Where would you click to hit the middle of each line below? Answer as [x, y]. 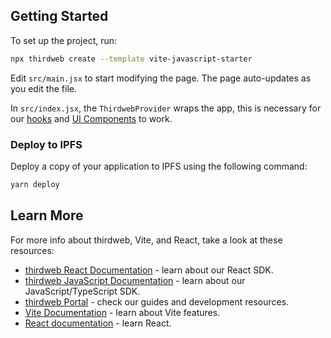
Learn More [47, 215]
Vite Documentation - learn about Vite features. [122, 312]
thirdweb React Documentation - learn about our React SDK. [149, 270]
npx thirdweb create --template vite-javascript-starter [131, 59]
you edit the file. [43, 88]
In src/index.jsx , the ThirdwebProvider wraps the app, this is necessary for [166, 108]
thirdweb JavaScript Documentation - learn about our [135, 280]
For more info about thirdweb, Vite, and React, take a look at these [146, 240]
